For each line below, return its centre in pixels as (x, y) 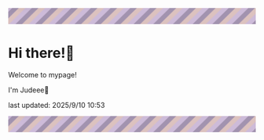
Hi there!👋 (41, 53)
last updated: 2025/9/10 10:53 (57, 105)
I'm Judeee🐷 (29, 90)
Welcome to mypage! (42, 74)
